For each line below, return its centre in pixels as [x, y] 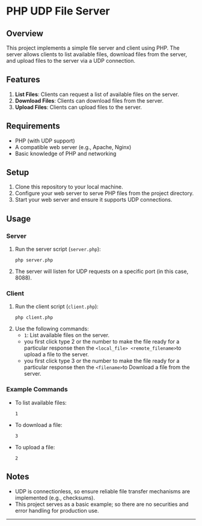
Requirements [33, 126]
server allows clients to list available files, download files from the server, [97, 54]
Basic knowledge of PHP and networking [66, 153]
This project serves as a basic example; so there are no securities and [102, 504]
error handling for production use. [57, 510]
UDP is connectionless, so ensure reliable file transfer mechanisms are [103, 491]
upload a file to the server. [56, 354]
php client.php [34, 318]
